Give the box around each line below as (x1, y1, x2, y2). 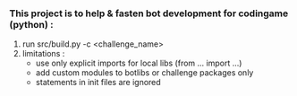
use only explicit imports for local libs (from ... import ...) (35, 57, 242, 69)
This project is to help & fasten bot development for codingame (9, 7, 289, 20)
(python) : (9, 18, 54, 31)
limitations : (21, 48, 65, 59)
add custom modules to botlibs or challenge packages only (35, 67, 254, 78)
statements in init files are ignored (35, 77, 161, 88)
